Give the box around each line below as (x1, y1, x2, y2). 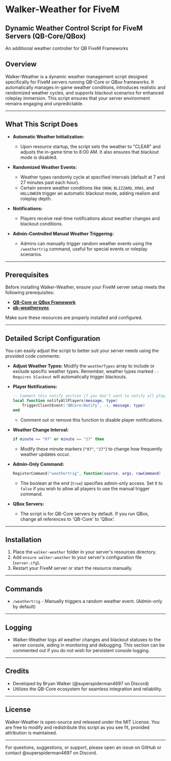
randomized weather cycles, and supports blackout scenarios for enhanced (5, 90, 164, 96)
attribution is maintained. (5, 729, 58, 736)
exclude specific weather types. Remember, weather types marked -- (12, 368, 159, 374)
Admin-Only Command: (12, 461, 65, 467)
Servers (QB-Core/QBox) (5, 32, 86, 40)
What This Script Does (5, 120, 78, 129)
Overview (5, 60, 37, 69)
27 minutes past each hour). (20, 179, 80, 185)
